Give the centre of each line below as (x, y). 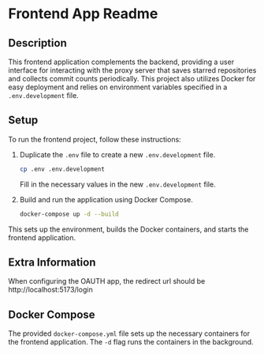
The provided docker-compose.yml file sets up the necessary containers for (129, 333)
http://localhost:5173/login (50, 290)
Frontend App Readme (83, 14)
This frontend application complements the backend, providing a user (121, 62)
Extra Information (52, 262)
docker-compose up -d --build (69, 214)
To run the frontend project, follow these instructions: (95, 139)
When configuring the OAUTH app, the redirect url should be (107, 281)
